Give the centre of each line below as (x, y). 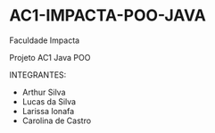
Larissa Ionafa (48, 111)
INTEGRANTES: (38, 75)
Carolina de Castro (57, 121)
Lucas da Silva (49, 101)
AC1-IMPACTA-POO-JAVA (108, 16)
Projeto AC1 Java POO (50, 57)
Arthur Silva (44, 92)
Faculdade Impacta (45, 40)
